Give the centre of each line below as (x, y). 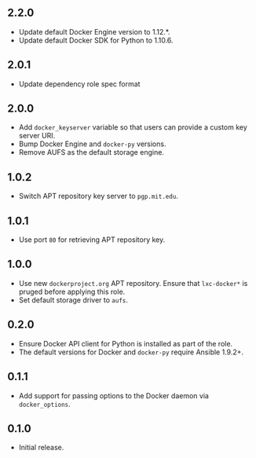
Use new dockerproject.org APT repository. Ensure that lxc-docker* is (133, 283)
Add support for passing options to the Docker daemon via (114, 395)
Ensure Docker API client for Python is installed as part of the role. (126, 343)
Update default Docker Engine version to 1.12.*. (94, 31)
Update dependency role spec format (79, 84)
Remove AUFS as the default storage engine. (91, 152)
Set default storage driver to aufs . (73, 300)
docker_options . (45, 404)
